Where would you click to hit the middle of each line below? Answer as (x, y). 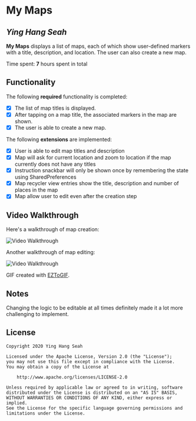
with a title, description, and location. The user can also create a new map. (97, 52)
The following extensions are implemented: (59, 139)
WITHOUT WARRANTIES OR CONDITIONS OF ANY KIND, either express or (89, 398)
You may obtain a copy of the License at (58, 367)
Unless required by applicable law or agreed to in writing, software (94, 387)
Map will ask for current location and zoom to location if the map (93, 157)
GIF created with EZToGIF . (38, 275)
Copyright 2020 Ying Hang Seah (44, 346)
